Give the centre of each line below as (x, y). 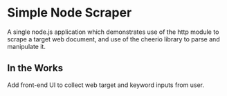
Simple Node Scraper (70, 13)
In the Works (35, 68)
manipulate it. (27, 46)
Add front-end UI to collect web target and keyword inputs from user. (106, 85)
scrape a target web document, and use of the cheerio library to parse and (113, 39)
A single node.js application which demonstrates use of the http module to (113, 32)
